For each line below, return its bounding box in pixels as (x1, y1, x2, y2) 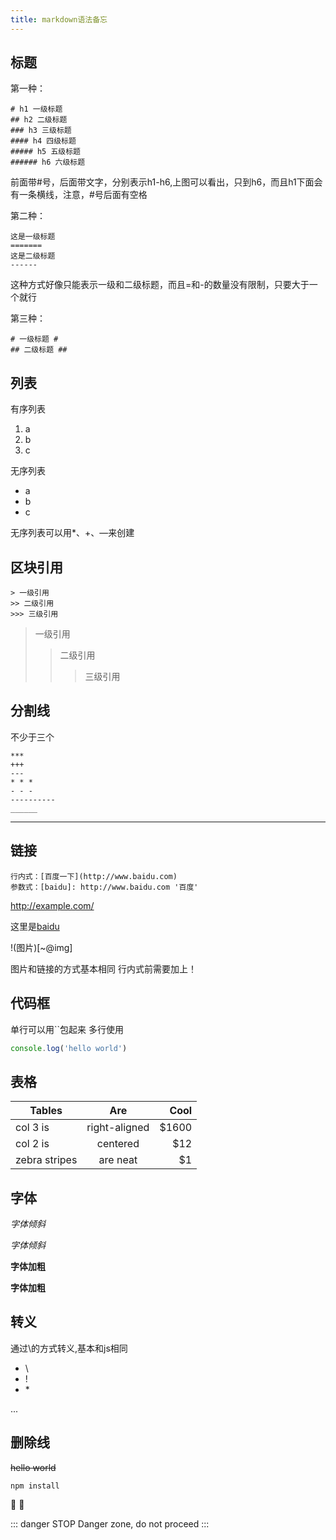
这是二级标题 (10, 251, 56, 261)
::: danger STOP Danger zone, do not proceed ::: (10, 1517, 210, 1530)
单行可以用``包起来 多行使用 (10, 1023, 124, 1035)
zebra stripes (15, 1153, 78, 1167)
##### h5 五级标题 (10, 147, 81, 157)
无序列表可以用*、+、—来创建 (10, 527, 135, 539)
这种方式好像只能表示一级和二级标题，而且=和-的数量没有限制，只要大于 (10, 279, 310, 291)
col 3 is (15, 1121, 50, 1135)
